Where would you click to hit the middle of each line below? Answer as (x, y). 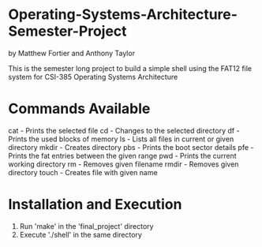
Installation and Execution (95, 205)
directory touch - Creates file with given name (83, 172)
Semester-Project (68, 31)
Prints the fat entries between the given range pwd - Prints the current (122, 155)
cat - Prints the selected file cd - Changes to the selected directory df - (124, 130)
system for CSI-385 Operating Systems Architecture (93, 77)
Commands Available (79, 109)
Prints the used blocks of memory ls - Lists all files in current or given (121, 139)
